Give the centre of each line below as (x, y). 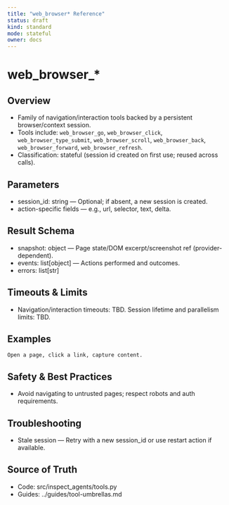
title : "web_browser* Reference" (56, 14)
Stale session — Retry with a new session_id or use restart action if (115, 440)
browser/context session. (54, 125)
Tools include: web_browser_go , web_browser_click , (90, 133)
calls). (26, 162)
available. (31, 448)
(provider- (208, 248)
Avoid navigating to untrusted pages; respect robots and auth (106, 394)
